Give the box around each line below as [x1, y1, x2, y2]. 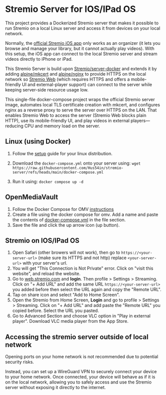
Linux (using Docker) [5, 137, 71, 146]
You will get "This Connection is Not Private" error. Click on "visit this [12, 265, 154, 272]
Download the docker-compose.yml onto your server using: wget [12, 160, 141, 166]
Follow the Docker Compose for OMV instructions [12, 206, 114, 212]
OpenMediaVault [5, 193, 58, 201]
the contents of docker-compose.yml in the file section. [12, 216, 126, 222]
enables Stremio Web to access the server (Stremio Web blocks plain [5, 112, 147, 118]
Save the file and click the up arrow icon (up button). [12, 222, 120, 228]
